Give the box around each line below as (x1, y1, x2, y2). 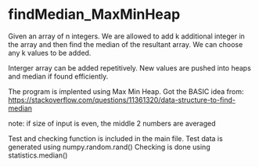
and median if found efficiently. (8, 71, 109, 81)
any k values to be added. (8, 48, 92, 57)
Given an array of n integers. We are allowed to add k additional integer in (8, 31, 245, 41)
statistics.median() (8, 151, 68, 160)
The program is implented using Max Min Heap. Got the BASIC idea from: (8, 86, 244, 96)
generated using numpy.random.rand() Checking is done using (8, 142, 210, 151)
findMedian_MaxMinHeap (8, 5, 181, 24)
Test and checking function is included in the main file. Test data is (8, 133, 223, 143)
